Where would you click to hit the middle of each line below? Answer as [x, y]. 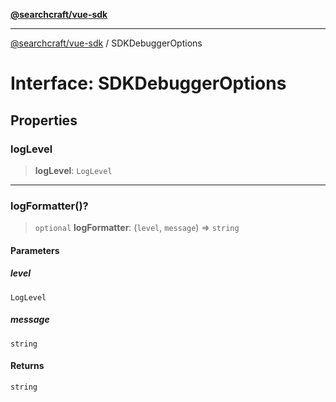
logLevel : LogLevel [73, 170]
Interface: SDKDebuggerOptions [148, 83]
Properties [44, 120]
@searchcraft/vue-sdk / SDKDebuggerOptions [106, 43]
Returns [27, 366]
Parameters [35, 250]
